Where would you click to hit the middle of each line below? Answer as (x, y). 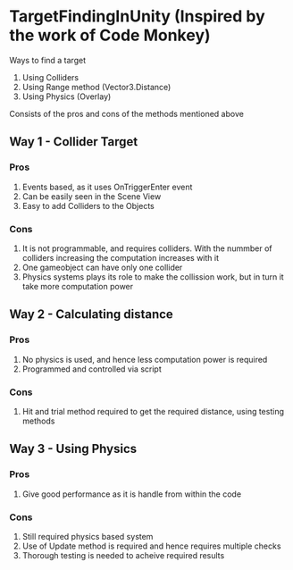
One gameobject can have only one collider (102, 267)
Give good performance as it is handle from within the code (132, 494)
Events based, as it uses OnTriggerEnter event (107, 187)
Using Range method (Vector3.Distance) (96, 87)
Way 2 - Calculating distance (92, 314)
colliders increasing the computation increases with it (121, 257)
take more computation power (78, 286)
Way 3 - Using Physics (73, 449)
